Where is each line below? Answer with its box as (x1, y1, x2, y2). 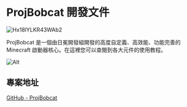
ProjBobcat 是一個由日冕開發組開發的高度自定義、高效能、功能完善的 (6, 38, 181, 46)
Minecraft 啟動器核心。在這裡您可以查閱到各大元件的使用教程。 (6, 46, 167, 53)
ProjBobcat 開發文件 (6, 5, 110, 19)
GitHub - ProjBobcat (6, 94, 58, 101)
